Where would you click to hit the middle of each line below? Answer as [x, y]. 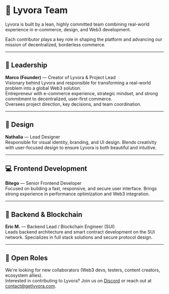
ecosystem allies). [24, 275]
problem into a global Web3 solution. [43, 88]
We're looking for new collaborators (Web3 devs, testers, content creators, [83, 270]
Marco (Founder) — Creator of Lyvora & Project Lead [60, 77]
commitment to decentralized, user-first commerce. [59, 99]
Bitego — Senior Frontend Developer [44, 183]
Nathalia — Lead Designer [33, 137]
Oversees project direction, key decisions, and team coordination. [73, 104]
